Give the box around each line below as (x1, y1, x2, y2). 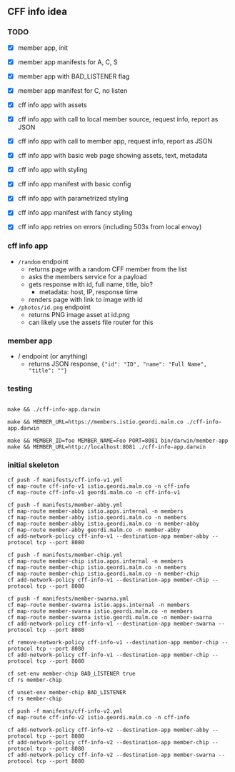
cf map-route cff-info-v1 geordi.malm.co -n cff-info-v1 (7, 488, 181, 496)
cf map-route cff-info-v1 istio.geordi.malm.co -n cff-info (7, 482, 191, 490)
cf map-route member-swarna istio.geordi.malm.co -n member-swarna (7, 613, 213, 621)
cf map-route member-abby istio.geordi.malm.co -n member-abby (7, 520, 200, 527)
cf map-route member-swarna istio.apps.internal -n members (7, 601, 191, 608)
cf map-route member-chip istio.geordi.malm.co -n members (7, 563, 187, 571)
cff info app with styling (17, 166, 88, 174)
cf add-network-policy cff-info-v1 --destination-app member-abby (7, 532, 209, 540)
